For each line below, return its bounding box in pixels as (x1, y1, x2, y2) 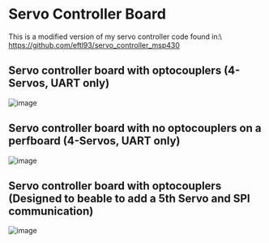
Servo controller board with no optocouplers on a (8, 122, 262, 135)
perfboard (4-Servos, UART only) (8, 134, 181, 148)
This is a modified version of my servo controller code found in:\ (8, 32, 223, 41)
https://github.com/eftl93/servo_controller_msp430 (8, 40, 181, 49)
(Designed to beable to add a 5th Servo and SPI (8, 191, 250, 205)
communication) (8, 204, 94, 218)
